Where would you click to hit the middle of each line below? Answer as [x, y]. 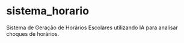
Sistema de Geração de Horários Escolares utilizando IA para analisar [92, 27]
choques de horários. [33, 33]
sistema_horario [48, 11]
